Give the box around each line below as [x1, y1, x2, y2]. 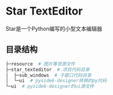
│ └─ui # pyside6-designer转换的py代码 [5, 77, 107, 84]
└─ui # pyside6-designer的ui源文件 [5, 84, 94, 90]
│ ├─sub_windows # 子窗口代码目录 [5, 72, 92, 78]
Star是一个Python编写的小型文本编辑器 [5, 25, 103, 32]
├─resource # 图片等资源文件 [5, 61, 76, 67]
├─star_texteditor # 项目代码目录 [5, 67, 90, 73]
